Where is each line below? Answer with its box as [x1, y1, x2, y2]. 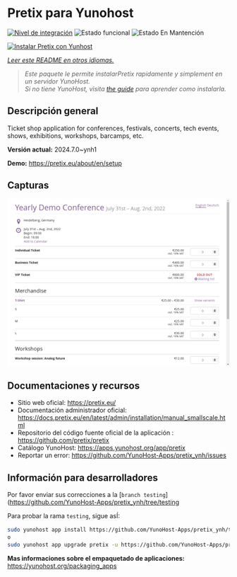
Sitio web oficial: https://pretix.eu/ [17, 399, 116, 407]
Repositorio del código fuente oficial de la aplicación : [17, 428, 174, 437]
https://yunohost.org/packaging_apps [7, 561, 117, 570]
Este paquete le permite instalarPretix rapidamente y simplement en [24, 69, 223, 78]
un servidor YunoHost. [24, 76, 90, 86]
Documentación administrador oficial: [17, 406, 127, 415]
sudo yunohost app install [7, 526, 87, 534]
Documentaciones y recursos [7, 379, 140, 392]
